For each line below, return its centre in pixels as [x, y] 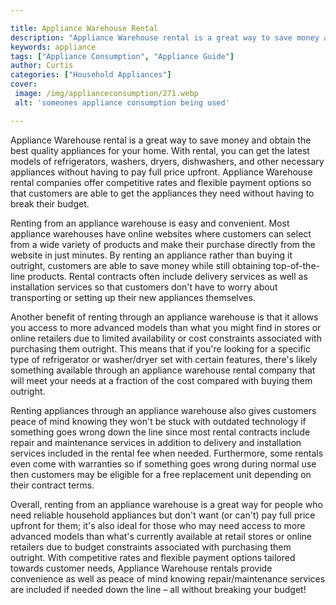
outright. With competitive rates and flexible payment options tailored [153, 557]
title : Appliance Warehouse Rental [84, 28]
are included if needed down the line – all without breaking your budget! [158, 589]
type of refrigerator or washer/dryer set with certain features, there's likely [164, 359]
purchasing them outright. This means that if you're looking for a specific [160, 348]
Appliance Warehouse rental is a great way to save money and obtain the [161, 140]
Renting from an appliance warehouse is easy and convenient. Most [150, 223]
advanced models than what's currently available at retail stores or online [161, 536]
